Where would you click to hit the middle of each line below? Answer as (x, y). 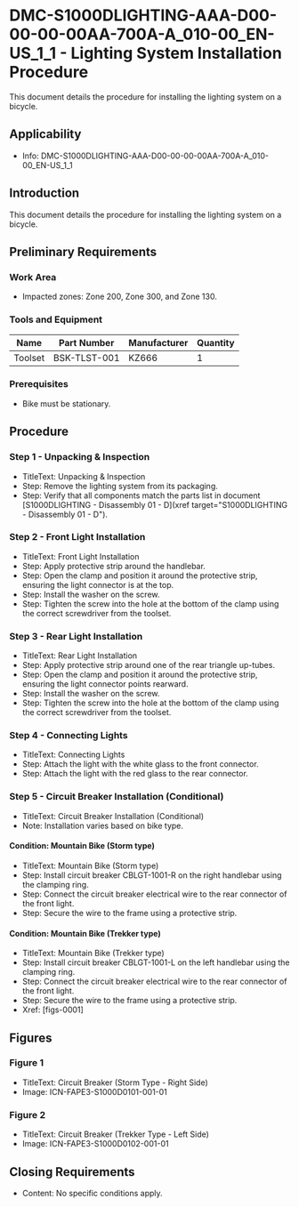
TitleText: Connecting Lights (73, 755)
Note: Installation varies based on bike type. (103, 825)
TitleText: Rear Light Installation (80, 656)
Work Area (33, 277)
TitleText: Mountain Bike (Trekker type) (93, 954)
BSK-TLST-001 (86, 358)
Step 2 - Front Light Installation (77, 537)
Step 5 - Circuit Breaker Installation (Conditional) (117, 797)
